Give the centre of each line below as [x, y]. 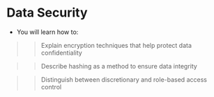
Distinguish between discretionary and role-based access [124, 79]
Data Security [47, 13]
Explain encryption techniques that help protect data [116, 45]
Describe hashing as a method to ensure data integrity [119, 66]
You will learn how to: [47, 32]
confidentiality [62, 53]
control [51, 87]
